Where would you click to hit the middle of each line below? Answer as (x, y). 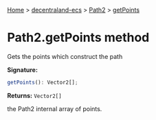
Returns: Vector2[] (34, 95)
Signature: (22, 70)
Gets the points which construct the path (65, 56)
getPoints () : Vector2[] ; (43, 82)
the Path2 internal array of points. (55, 108)
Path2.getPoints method (78, 38)
